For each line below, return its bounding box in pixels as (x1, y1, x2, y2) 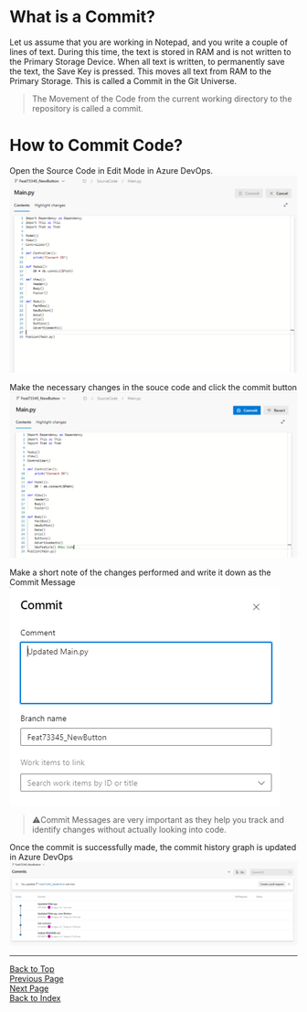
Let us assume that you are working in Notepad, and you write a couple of (9, 37, 288, 48)
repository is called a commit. (31, 102, 143, 113)
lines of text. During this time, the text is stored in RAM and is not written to (9, 46, 291, 57)
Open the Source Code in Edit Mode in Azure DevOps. (9, 165, 213, 176)
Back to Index (9, 993, 61, 1004)
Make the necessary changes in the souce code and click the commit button (9, 381, 298, 392)
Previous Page (9, 974, 64, 985)
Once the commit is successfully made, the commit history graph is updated (9, 841, 297, 852)
